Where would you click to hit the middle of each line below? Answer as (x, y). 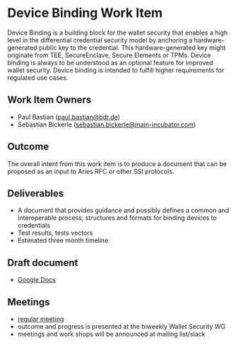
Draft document (43, 263)
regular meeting (41, 319)
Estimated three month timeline (63, 240)
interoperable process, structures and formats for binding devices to (117, 218)
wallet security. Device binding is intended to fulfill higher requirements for (116, 70)
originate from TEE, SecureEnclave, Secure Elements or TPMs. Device (109, 55)
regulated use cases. (38, 77)
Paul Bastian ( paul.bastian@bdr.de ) (69, 117)
